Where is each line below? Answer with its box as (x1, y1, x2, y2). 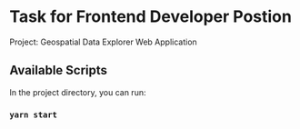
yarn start (9, 109, 57, 120)
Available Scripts (9, 63, 107, 78)
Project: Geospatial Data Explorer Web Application (9, 36, 197, 47)
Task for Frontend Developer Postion (9, 6, 293, 27)
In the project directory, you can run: (9, 86, 146, 97)
